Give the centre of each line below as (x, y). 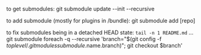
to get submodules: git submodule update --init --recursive (80, 9)
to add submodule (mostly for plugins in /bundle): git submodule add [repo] (101, 20)
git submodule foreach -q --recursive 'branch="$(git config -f (84, 39)
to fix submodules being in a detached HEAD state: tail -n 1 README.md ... (100, 32)
